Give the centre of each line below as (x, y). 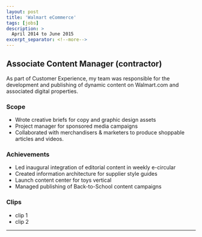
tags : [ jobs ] (23, 23)
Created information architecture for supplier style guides (86, 174)
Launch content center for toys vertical (63, 180)
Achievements (28, 155)
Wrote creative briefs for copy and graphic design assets (85, 120)
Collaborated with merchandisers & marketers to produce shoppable (100, 133)
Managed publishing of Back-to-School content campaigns (88, 187)
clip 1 (21, 215)
